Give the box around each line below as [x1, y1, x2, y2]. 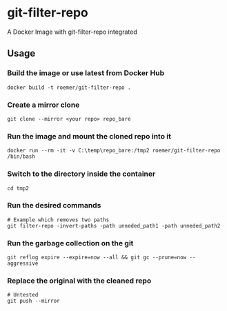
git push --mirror [7, 298, 60, 305]
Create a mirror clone [7, 100, 80, 110]
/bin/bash [7, 153, 36, 160]
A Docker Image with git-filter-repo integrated [7, 28, 137, 36]
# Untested [7, 292, 39, 299]
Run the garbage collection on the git [7, 238, 134, 248]
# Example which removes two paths [7, 216, 110, 223]
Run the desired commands [7, 201, 101, 210]
